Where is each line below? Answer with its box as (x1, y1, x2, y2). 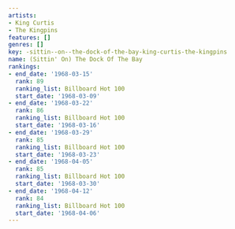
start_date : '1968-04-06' (15, 209, 101, 217)
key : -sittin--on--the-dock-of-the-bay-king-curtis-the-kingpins (8, 48, 227, 56)
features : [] (8, 33, 51, 42)
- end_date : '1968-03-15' (8, 70, 93, 78)
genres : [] (8, 41, 44, 49)
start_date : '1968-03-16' (15, 121, 101, 129)
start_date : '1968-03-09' (15, 92, 101, 100)
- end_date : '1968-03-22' (8, 99, 93, 107)
